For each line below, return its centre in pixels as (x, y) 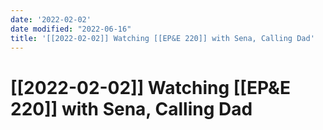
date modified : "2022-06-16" (71, 29)
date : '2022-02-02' (51, 19)
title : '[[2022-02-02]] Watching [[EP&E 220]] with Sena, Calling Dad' (162, 38)
